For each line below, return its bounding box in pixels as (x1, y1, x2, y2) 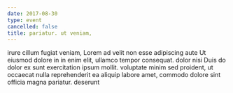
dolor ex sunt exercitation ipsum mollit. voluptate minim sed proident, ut (7, 63, 213, 71)
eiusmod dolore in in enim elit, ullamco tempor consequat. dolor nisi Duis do (7, 56, 226, 65)
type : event (7, 17, 42, 24)
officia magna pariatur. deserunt (7, 78, 100, 87)
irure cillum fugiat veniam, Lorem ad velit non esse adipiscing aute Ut (7, 49, 206, 57)
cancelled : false (7, 23, 58, 30)
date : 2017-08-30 (7, 10, 58, 17)
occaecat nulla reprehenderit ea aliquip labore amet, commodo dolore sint (7, 71, 221, 79)
